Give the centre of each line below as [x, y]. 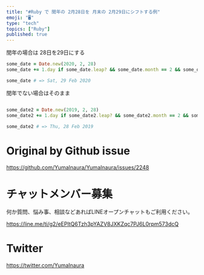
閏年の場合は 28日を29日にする [46, 53]
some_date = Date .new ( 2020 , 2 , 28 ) [51, 64]
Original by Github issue [68, 151]
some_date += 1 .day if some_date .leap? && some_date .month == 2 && [93, 70]
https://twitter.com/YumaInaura [46, 265]
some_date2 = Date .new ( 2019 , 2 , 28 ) [53, 110]
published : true [27, 35]
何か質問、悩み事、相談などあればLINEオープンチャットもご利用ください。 [100, 212]
